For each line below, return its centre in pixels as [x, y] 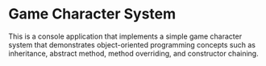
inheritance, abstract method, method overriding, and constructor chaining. [134, 53]
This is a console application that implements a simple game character [125, 36]
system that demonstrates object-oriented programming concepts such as [132, 44]
